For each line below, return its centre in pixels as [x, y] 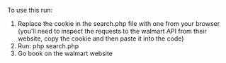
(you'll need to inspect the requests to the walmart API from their [112, 31]
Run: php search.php [48, 46]
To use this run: [30, 10]
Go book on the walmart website [65, 53]
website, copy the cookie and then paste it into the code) [101, 38]
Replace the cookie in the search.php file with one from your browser [119, 23]
